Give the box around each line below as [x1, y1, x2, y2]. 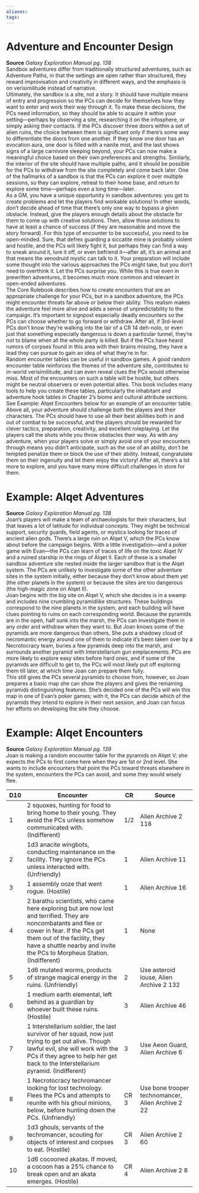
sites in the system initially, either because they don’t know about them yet [6, 573, 188, 580]
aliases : [6, 8, 28, 15]
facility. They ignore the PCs [27, 855, 105, 864]
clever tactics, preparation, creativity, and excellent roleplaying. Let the [6, 425, 179, 432]
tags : [6, 14, 20, 20]
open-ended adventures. [6, 280, 67, 287]
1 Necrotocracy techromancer [27, 1077, 111, 1085]
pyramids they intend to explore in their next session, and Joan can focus [6, 699, 185, 706]
